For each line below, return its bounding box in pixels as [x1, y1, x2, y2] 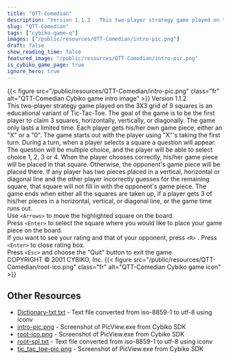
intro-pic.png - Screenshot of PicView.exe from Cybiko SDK [16, 323, 186, 331]
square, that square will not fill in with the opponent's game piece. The [7, 182, 207, 190]
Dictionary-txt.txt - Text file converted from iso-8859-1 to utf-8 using [16, 308, 212, 317]
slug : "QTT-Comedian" [7, 23, 69, 30]
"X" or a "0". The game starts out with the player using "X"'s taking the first [7, 130, 221, 139]
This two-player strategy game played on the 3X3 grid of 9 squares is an [7, 101, 213, 110]
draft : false [7, 42, 45, 49]
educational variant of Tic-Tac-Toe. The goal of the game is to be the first [7, 108, 215, 117]
